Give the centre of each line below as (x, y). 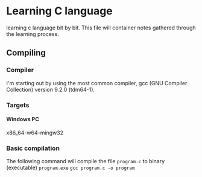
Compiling (26, 53)
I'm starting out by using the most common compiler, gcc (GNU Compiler (97, 83)
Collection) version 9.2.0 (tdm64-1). (51, 89)
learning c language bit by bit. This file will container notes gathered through (101, 28)
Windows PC (23, 119)
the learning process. (33, 34)
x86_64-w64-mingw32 (35, 133)
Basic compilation (33, 148)
